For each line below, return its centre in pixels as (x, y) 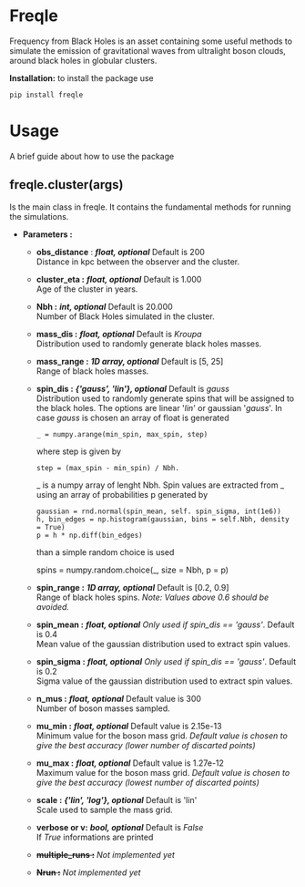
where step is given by (78, 451)
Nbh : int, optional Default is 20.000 (104, 306)
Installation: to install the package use (82, 77)
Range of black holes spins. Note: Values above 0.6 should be (152, 597)
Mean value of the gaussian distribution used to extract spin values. (163, 644)
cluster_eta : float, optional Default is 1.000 (119, 279)
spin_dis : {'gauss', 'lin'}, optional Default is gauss (133, 388)
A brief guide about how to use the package (92, 156)
